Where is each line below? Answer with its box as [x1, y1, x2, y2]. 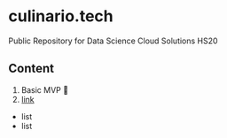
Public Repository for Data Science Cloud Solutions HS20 [8, 35, 218, 46]
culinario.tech [8, 6, 113, 27]
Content [8, 61, 55, 76]
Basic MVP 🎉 [20, 84, 68, 95]
